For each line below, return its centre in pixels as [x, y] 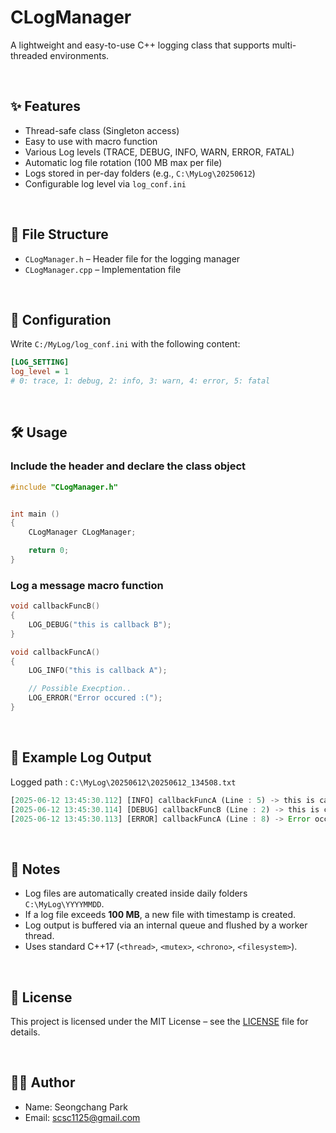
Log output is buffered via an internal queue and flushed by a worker [166, 925]
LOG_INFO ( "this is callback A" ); [98, 671]
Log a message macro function [87, 585]
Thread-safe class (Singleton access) [102, 130]
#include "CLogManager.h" [64, 487]
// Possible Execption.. [80, 689]
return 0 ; [49, 551]
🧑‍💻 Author [43, 1082]
